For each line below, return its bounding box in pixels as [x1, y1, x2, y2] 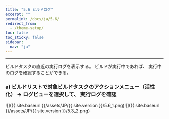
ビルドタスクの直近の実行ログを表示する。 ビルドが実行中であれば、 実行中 [5, 63, 162, 69]
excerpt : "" [5, 12, 30, 17]
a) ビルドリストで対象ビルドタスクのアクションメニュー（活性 [5, 83, 155, 90]
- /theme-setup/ [10, 26, 44, 31]
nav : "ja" [10, 44, 30, 49]
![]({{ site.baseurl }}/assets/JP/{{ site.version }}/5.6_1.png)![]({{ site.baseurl [5, 102, 160, 108]
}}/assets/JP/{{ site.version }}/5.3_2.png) [5, 108, 90, 114]
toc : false [5, 30, 28, 35]
